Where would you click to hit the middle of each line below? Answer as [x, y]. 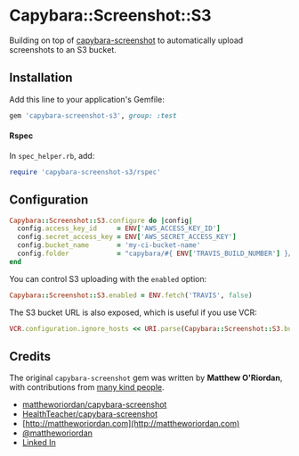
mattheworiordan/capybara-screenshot [94, 405]
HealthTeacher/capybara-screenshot [90, 414]
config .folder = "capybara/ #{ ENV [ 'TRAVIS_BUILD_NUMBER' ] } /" [157, 254]
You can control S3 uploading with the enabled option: [108, 278]
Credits [30, 357]
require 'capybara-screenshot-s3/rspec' [85, 172]
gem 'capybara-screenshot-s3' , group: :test [93, 116]
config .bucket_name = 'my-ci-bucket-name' [109, 245]
